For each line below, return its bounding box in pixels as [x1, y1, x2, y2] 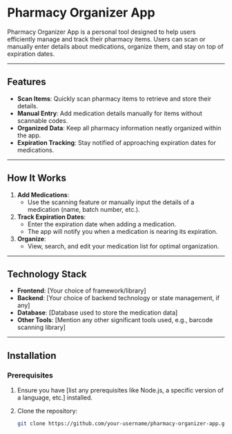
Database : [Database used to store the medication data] [17, 308, 178, 317]
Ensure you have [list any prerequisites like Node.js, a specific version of [17, 386, 224, 395]
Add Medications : [17, 190, 70, 199]
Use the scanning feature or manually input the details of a [27, 198, 195, 206]
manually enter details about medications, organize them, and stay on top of [7, 42, 224, 50]
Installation [7, 350, 57, 362]
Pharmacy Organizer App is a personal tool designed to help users [7, 28, 196, 36]
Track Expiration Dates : [17, 213, 86, 221]
